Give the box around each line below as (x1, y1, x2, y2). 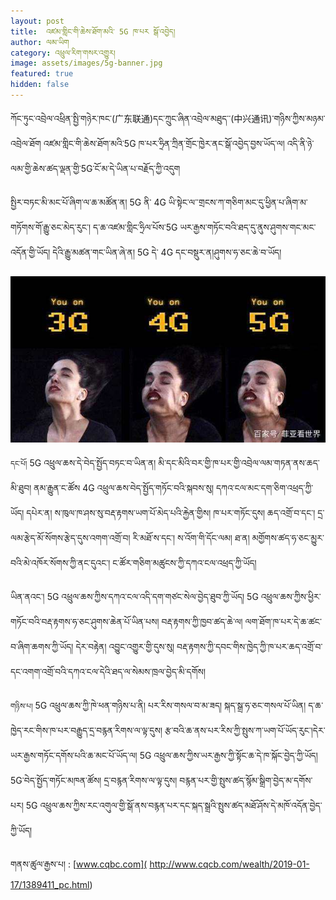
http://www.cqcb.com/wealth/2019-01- (149, 858, 310, 870)
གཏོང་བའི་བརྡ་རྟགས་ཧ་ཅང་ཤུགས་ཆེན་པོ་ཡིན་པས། (10, 616, 160, 628)
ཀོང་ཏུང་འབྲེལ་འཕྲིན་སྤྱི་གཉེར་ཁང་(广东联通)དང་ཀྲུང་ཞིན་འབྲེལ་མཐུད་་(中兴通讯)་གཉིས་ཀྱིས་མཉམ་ (10, 112, 326, 124)
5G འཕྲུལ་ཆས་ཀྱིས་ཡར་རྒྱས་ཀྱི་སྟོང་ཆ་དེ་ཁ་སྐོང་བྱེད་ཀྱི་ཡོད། (139, 750, 318, 762)
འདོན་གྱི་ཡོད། (10, 246, 51, 258)
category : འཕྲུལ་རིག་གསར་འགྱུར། (10, 48, 116, 58)
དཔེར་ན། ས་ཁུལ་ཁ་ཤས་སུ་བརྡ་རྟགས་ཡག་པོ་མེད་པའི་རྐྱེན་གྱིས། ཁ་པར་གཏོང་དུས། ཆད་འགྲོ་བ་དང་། (26, 507, 316, 519)
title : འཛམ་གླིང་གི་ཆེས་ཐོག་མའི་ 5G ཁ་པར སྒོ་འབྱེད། (10, 26, 176, 37)
